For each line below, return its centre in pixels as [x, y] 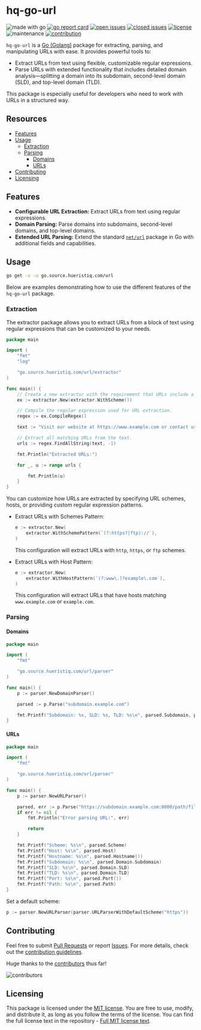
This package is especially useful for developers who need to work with [95, 94]
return [36, 829]
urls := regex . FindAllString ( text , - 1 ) [67, 443]
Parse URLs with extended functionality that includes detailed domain [100, 69]
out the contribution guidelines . [45, 951]
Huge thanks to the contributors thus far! [57, 963]
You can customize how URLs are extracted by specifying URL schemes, [96, 499]
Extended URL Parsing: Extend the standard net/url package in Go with [104, 237]
